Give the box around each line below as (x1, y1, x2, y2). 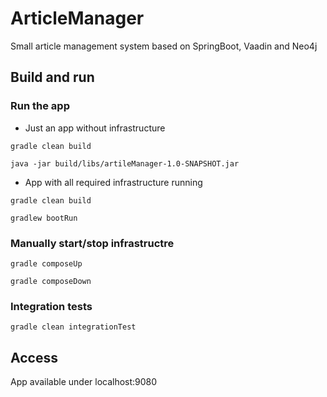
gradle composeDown (10, 276, 92, 286)
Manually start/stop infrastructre (10, 236, 175, 250)
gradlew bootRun (10, 213, 78, 223)
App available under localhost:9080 (10, 376, 158, 388)
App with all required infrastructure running (24, 176, 203, 188)
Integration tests (10, 299, 93, 313)
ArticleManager (10, 7, 145, 30)
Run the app (10, 99, 70, 113)
